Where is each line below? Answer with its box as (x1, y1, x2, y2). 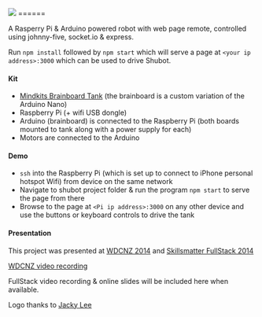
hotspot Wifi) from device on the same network (19, 177, 173, 186)
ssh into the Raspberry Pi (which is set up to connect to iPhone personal (19, 168, 253, 178)
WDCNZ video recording (8, 261, 88, 271)
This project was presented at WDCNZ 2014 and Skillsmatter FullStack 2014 (8, 245, 254, 255)
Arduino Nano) (19, 100, 68, 109)
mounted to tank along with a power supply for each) (19, 125, 192, 135)
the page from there (19, 194, 85, 203)
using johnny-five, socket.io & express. (8, 32, 134, 42)
